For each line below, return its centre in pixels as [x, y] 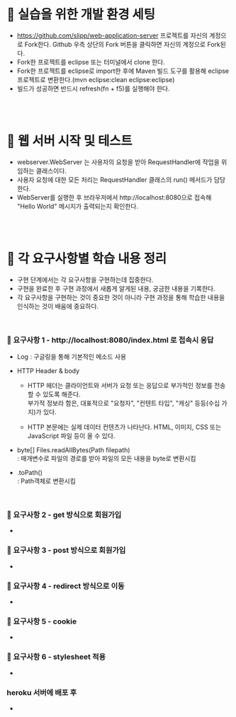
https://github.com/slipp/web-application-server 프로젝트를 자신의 [112, 35]
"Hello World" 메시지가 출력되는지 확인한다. [78, 206]
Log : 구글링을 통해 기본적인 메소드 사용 [72, 357]
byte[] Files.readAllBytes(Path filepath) [73, 450]
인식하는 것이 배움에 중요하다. [58, 306]
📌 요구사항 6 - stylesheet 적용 [56, 657]
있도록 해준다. [62, 394]
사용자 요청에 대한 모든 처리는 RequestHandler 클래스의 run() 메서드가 [114, 179]
